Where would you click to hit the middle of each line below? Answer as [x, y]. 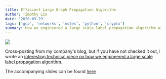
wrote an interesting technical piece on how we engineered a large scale [79, 57]
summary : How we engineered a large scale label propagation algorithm [80, 28]
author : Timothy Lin [26, 14]
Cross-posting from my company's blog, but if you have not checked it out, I [83, 51]
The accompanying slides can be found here [51, 72]
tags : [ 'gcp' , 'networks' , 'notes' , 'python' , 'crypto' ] [65, 23]
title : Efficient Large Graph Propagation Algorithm [61, 10]
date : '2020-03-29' [25, 19]
